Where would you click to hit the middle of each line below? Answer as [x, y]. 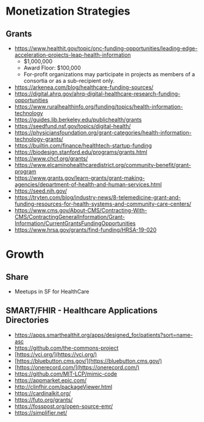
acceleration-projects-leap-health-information [73, 55]
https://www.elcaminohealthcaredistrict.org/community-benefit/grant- [103, 165]
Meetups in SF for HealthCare [52, 291]
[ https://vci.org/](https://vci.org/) [56, 354]
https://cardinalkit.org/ [43, 393]
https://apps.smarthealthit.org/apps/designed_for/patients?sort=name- [104, 335]
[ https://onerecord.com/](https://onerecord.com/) [77, 367]
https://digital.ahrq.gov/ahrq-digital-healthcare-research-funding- [97, 94]
